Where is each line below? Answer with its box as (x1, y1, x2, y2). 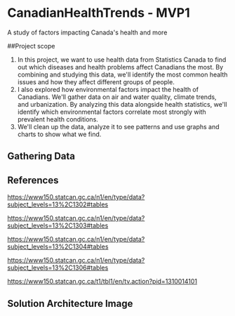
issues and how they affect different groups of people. (17, 77, 175, 86)
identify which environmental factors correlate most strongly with (17, 107, 207, 116)
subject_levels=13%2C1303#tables (7, 221, 109, 230)
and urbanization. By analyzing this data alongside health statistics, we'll (17, 100, 227, 108)
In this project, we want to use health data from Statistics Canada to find (17, 55, 227, 64)
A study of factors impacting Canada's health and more (7, 28, 168, 37)
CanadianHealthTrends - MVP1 (7, 5, 191, 21)
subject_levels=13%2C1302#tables (7, 200, 109, 209)
